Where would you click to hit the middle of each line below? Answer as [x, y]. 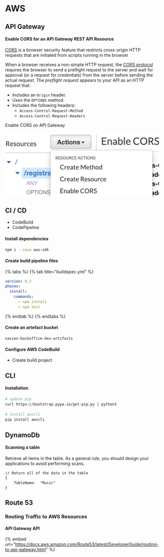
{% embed [16, 539]
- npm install [32, 302]
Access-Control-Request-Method [51, 111]
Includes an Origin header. [39, 95]
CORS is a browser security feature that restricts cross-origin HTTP [73, 50]
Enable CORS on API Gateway [35, 125]
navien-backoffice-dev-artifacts [39, 339]
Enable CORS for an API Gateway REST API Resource [60, 39]
